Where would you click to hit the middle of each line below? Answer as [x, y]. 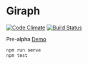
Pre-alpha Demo [26, 39]
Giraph [23, 11]
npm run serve [24, 50]
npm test [17, 55]
